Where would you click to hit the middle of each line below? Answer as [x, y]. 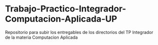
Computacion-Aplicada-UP [61, 19]
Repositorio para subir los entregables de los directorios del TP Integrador [79, 32]
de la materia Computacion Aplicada [41, 37]
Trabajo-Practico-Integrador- [66, 9]
